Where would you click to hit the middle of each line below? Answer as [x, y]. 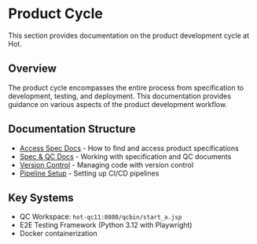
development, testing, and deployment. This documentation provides [120, 96]
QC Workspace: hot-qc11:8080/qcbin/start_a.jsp [101, 216]
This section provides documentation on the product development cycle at [129, 35]
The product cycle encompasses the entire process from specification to [126, 87]
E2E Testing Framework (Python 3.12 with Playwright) [106, 225]
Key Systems [41, 198]
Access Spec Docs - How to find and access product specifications [129, 148]
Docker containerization [59, 234]
